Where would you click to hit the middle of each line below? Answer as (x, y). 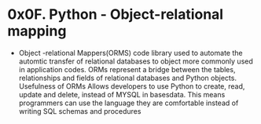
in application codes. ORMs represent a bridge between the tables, (127, 69)
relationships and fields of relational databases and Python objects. (128, 78)
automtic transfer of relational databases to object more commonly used (136, 61)
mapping (37, 31)
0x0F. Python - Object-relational (116, 15)
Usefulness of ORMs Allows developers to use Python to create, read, (132, 86)
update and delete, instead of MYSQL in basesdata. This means (122, 94)
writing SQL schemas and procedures (80, 111)
